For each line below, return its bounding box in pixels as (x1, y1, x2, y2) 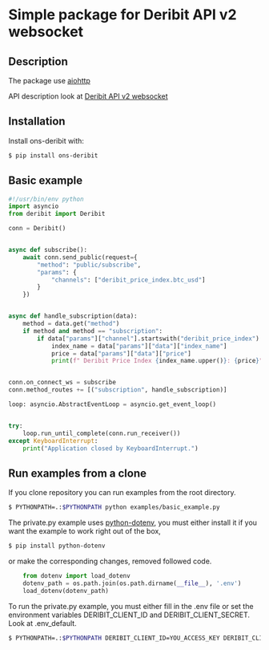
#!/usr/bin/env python (8, 195, 84, 203)
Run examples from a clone (8, 466, 147, 480)
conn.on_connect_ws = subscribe (8, 379, 116, 387)
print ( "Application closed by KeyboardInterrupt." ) (22, 444, 199, 453)
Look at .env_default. (8, 618, 78, 628)
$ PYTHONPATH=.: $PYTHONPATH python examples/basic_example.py (8, 503, 220, 511)
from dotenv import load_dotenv (22, 571, 130, 579)
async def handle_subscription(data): (8, 312, 138, 320)
